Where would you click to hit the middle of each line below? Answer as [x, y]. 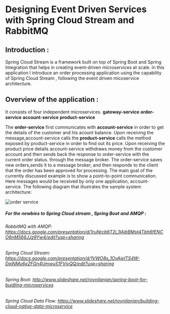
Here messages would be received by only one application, [67, 181]
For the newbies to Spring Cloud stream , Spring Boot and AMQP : [76, 213]
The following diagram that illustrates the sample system [82, 186]
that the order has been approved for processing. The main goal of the [79, 170]
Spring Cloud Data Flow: [31, 301]
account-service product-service [59, 117]
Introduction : [27, 50]
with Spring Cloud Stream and [70, 20]
